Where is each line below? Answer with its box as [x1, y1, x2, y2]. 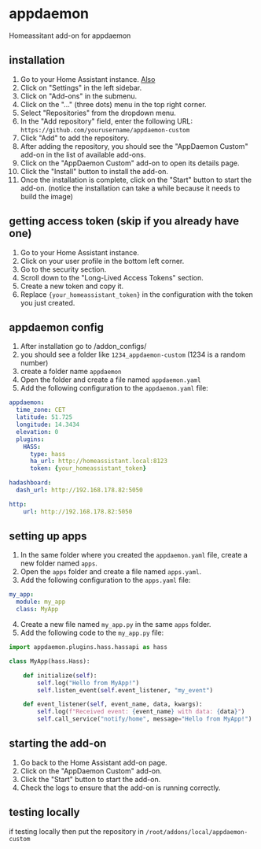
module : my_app [16, 598, 66, 606]
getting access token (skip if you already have [9, 214, 239, 228]
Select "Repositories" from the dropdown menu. [20, 108, 176, 117]
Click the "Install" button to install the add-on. [20, 166, 168, 176]
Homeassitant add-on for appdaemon [9, 31, 131, 40]
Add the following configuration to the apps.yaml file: [20, 576, 191, 585]
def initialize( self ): [23, 671, 97, 680]
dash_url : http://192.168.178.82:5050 [16, 486, 144, 494]
